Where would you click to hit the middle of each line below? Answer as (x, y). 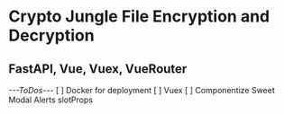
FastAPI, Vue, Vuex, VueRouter (98, 69)
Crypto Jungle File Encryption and (139, 17)
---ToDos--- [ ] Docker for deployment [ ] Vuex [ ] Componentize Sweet (142, 90)
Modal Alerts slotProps (51, 100)
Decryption (52, 35)
